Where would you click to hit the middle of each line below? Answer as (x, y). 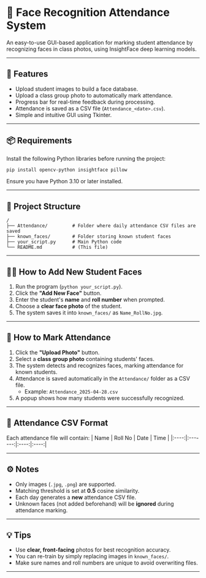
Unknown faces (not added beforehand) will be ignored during (94, 504)
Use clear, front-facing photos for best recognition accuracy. (93, 550)
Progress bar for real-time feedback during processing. (85, 102)
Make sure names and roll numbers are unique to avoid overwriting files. (106, 563)
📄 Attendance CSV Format (57, 423)
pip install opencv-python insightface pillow (67, 170)
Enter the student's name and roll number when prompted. (90, 300)
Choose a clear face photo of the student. (69, 306)
